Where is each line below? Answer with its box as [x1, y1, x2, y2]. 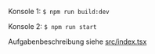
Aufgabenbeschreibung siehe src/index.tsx [8, 37, 147, 46]
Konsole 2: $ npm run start [8, 22, 97, 31]
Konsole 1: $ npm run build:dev [8, 7, 110, 16]
